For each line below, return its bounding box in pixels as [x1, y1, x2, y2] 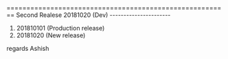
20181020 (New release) [16, 31, 86, 39]
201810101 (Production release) [16, 24, 105, 32]
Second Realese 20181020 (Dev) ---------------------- [16, 11, 171, 19]
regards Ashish [6, 45, 49, 52]
